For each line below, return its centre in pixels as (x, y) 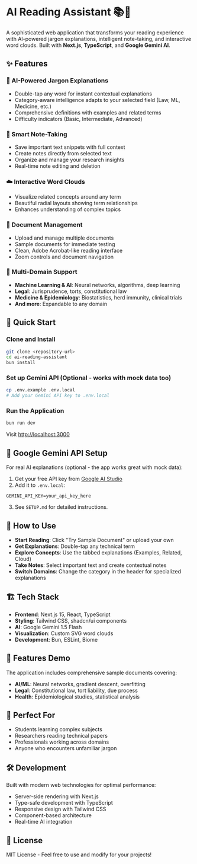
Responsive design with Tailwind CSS (60, 809)
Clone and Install (31, 339)
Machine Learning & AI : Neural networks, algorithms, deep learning (97, 285)
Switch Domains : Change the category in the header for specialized (98, 571)
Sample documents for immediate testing (65, 244)
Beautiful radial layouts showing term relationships (76, 203)
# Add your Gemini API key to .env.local (58, 396)
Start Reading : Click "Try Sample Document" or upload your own (94, 540)
